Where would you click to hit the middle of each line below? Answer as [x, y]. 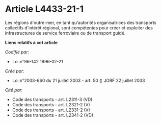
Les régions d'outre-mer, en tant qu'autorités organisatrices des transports [81, 23]
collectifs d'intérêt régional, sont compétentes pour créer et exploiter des [79, 27]
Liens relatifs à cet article [31, 42]
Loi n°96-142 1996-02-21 [38, 61]
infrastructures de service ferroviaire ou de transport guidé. [65, 33]
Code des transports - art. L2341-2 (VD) [53, 115]
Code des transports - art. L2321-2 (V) [51, 104]
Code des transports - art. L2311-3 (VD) [52, 99]
